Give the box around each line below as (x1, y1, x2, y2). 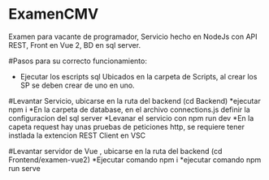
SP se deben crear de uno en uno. (20, 80, 136, 90)
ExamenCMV (8, 5, 99, 24)
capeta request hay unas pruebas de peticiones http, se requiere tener (8, 122, 245, 131)
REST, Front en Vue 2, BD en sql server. (8, 40, 141, 49)
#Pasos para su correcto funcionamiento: (8, 56, 148, 66)
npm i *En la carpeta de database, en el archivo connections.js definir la (8, 105, 250, 114)
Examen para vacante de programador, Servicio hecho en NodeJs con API (8, 32, 258, 41)
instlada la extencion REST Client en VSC (8, 131, 146, 140)
